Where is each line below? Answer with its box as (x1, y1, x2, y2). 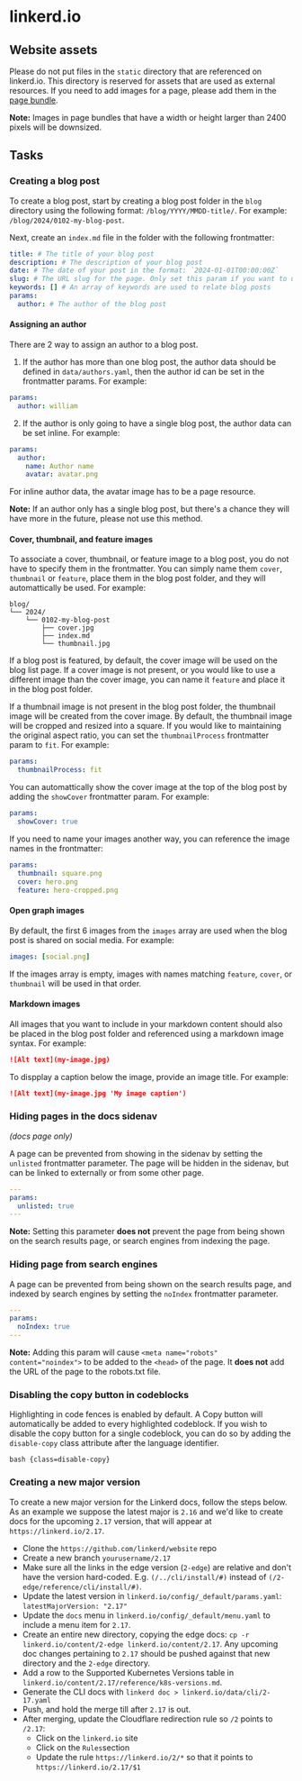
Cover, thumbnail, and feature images (9, 533, 154, 544)
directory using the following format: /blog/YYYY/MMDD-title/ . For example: (9, 204, 288, 215)
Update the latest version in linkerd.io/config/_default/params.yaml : (22, 1590, 282, 1601)
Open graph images (9, 905, 85, 916)
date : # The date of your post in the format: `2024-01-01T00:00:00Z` (9, 266, 280, 276)
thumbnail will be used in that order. (9, 977, 142, 988)
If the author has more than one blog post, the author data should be (22, 357, 277, 368)
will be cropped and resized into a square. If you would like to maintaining (9, 721, 281, 731)
